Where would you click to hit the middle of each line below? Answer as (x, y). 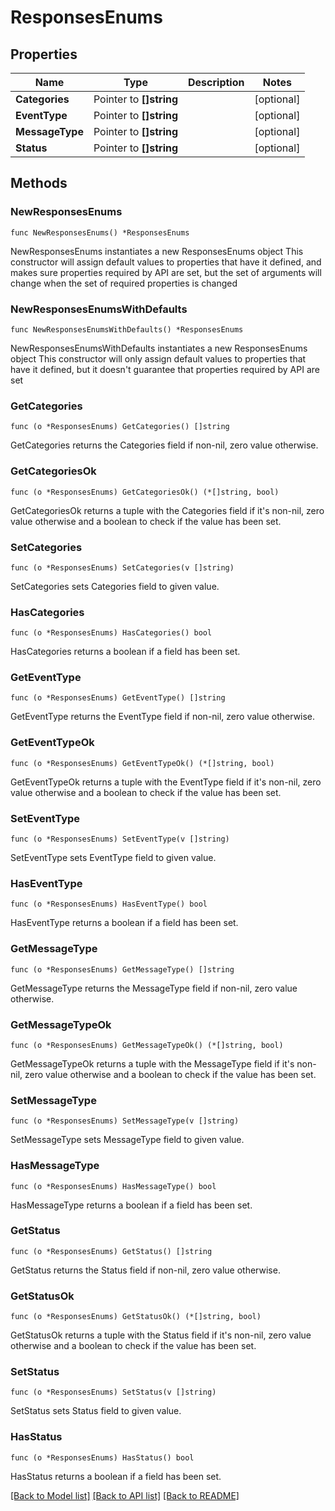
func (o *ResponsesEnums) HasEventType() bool (109, 904)
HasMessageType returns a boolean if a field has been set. (131, 1205)
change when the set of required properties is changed (124, 283)
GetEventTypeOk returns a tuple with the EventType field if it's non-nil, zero (166, 782)
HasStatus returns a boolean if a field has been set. (116, 1476)
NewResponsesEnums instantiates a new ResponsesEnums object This (157, 251)
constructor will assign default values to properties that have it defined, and (166, 262)
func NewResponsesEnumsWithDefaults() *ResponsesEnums (127, 329)
